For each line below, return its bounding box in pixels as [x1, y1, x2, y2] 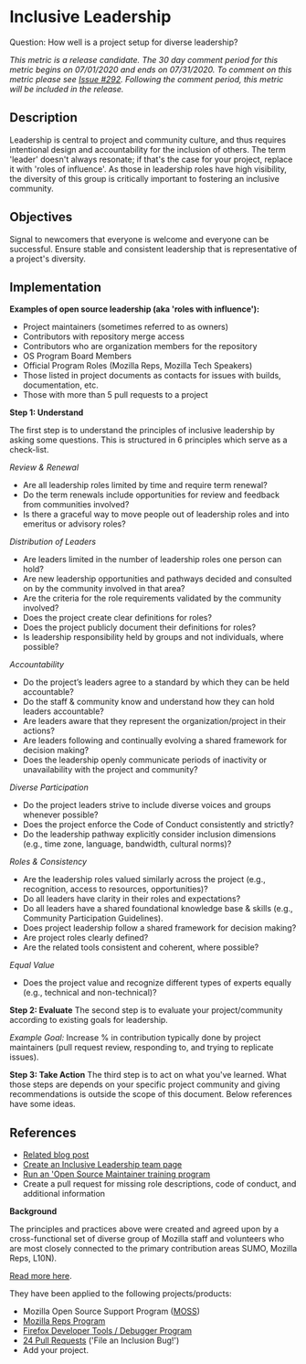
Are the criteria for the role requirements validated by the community [22, 592, 281, 604]
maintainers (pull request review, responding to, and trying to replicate [9, 1042, 274, 1053]
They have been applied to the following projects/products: [9, 1288, 232, 1299]
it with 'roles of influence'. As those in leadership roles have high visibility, [9, 163, 288, 175]
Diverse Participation [9, 782, 89, 793]
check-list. [9, 444, 49, 455]
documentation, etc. [22, 379, 99, 390]
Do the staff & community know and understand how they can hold [22, 697, 275, 708]
